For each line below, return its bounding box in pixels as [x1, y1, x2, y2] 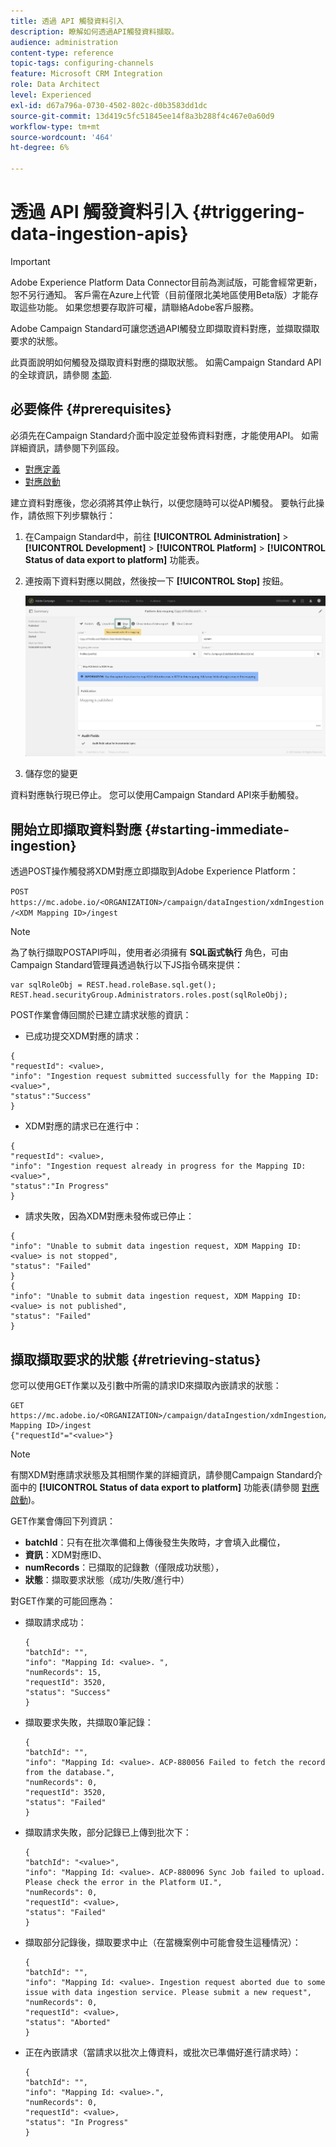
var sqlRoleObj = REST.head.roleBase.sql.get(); [10, 980, 217, 990]
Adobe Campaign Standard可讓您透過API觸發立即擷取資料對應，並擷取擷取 [10, 322, 320, 334]
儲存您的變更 [24, 768, 78, 780]
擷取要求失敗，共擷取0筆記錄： [24, 1716, 154, 1729]
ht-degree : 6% [10, 143, 70, 153]
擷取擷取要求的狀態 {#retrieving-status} [10, 1351, 262, 1368]
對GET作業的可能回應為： [10, 1595, 116, 1607]
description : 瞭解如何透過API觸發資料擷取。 [10, 26, 180, 37]
